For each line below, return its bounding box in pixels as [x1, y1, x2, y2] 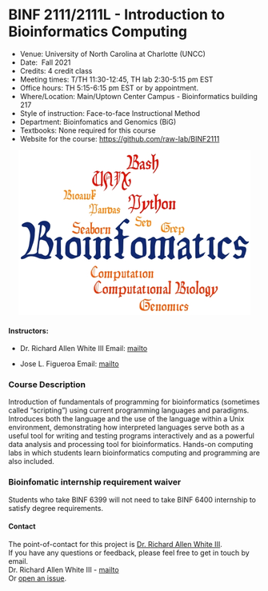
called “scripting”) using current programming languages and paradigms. [8, 405, 250, 415]
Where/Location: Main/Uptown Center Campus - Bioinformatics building [19, 91, 258, 101]
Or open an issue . [8, 573, 66, 583]
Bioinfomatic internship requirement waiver [8, 477, 182, 488]
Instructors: [8, 325, 50, 335]
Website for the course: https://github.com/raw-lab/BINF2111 [19, 134, 220, 143]
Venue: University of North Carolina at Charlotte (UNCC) [19, 49, 206, 58]
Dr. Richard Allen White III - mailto [8, 565, 119, 574]
